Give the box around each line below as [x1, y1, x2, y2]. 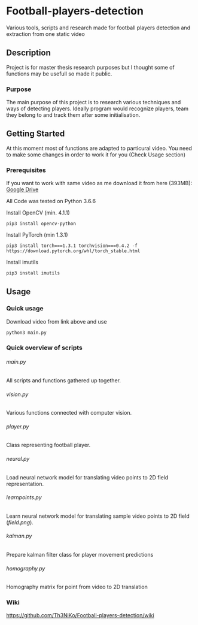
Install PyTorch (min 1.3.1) [6, 231, 68, 238]
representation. [6, 480, 44, 487]
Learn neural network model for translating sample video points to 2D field [6, 512, 190, 520]
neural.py [6, 455, 30, 462]
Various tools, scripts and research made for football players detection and [6, 24, 190, 31]
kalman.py [6, 532, 32, 540]
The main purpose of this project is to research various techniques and [6, 99, 181, 106]
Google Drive [6, 186, 39, 193]
